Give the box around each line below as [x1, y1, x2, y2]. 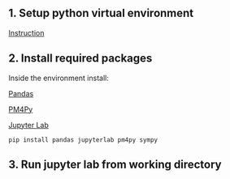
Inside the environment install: [8, 73, 110, 83]
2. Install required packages [8, 52, 153, 66]
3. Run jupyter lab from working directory [8, 158, 222, 172]
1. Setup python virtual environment [8, 6, 194, 20]
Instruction [8, 28, 45, 37]
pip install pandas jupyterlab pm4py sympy [8, 135, 158, 144]
